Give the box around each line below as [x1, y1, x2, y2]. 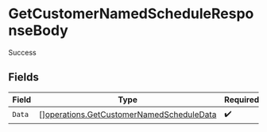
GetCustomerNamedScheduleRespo [8, 5, 254, 23]
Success [8, 47, 37, 57]
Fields [8, 70, 40, 84]
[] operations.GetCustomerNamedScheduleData [38, 109, 217, 120]
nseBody [8, 21, 69, 40]
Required [223, 94, 260, 105]
